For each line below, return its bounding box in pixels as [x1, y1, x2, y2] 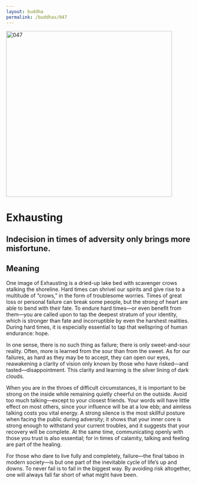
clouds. [6, 373, 25, 380]
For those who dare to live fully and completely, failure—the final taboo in [6, 452, 185, 459]
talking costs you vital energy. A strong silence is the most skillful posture [6, 409, 185, 416]
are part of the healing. [6, 441, 62, 448]
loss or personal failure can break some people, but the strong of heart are [6, 298, 188, 305]
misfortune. [6, 243, 51, 254]
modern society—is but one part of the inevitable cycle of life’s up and [6, 459, 177, 466]
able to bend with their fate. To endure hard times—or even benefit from [6, 304, 182, 312]
